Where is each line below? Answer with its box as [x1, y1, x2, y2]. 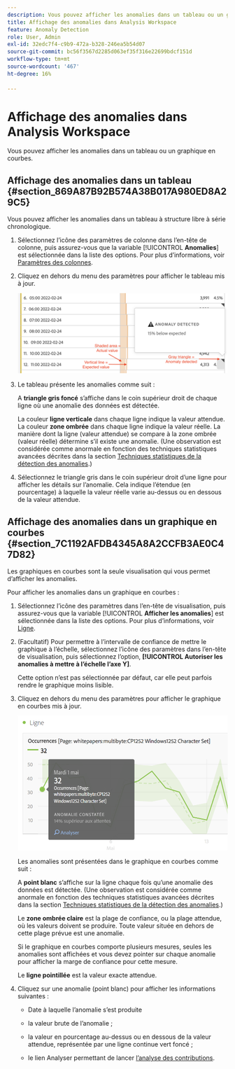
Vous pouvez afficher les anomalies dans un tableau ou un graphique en [7, 147, 215, 155]
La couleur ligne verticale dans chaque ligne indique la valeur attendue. [17, 415, 225, 424]
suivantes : [17, 992, 49, 1000]
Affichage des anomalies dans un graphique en [7, 515, 218, 528]
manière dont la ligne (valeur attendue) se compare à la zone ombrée [17, 430, 217, 438]
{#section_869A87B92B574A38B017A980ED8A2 [7, 186, 227, 197]
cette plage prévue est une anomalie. [17, 929, 124, 937]
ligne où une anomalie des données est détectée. [17, 401, 159, 410]
